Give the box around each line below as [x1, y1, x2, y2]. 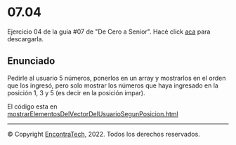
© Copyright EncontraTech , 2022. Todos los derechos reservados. [7, 130, 200, 138]
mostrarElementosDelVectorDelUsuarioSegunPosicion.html [7, 109, 178, 118]
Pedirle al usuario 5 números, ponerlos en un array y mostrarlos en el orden [7, 74, 226, 82]
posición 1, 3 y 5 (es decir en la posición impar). [7, 88, 145, 97]
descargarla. [7, 34, 44, 43]
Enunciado [7, 55, 55, 67]
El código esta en [7, 102, 58, 111]
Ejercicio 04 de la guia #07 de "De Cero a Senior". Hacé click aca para [7, 27, 211, 36]
